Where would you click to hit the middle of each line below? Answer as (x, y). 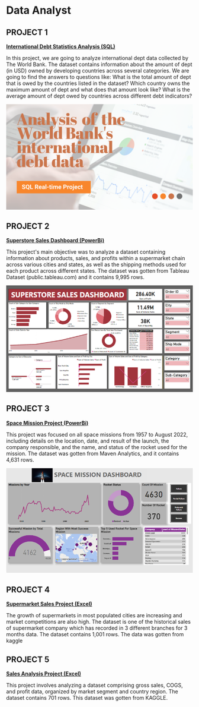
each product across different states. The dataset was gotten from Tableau (98, 271)
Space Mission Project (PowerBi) (47, 423)
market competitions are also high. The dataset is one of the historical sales (99, 622)
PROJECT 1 (27, 32)
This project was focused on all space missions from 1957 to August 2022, (97, 434)
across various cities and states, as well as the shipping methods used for (96, 264)
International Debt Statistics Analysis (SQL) (61, 46)
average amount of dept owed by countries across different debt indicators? (99, 96)
